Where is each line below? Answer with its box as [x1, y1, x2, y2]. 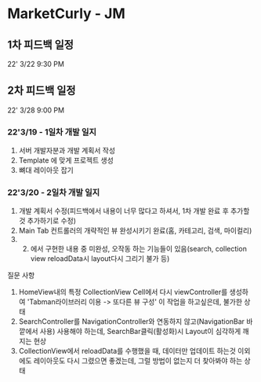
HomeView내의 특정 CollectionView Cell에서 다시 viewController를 [18, 288, 228, 297]
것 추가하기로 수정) [18, 216, 76, 226]
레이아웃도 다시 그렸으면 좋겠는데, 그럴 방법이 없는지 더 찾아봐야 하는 [33, 356, 243, 365]
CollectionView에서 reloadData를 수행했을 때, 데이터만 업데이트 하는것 [18, 347, 237, 356]
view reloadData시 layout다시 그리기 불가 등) [30, 254, 170, 263]
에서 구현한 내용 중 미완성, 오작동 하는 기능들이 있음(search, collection [30, 244, 248, 254]
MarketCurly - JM [7, 5, 126, 23]
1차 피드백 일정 [7, 38, 74, 51]
